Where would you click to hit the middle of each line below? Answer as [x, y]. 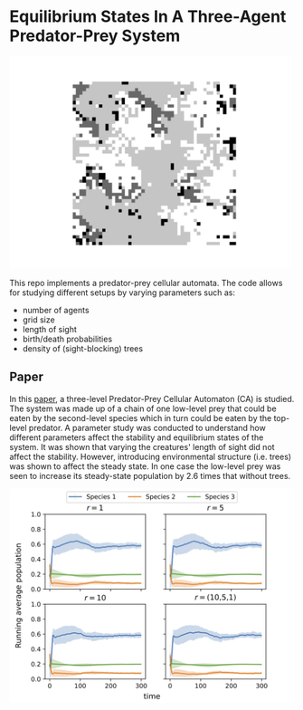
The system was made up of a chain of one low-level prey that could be [143, 408]
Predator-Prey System [95, 36]
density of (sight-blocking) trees [82, 348]
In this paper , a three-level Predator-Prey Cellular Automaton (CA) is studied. [152, 398]
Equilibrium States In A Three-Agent [148, 17]
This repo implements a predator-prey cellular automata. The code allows [146, 283]
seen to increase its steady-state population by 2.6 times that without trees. [150, 475]
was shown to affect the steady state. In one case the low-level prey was [145, 466]
